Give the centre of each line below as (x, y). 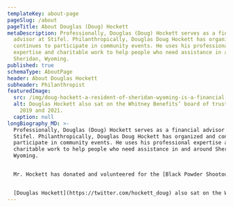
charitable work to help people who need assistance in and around (113, 149)
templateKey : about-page (43, 14)
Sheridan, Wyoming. (42, 59)
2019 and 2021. (42, 110)
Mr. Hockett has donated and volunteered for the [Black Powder (108, 174)
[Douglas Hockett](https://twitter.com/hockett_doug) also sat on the (118, 193)
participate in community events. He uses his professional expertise (118, 143)
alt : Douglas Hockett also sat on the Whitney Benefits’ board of (111, 104)
